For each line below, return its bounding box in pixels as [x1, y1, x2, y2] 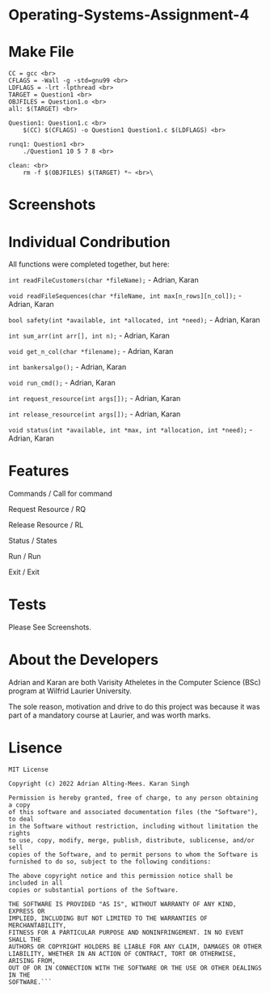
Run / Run [8, 552, 42, 561]
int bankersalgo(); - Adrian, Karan [8, 362, 127, 372]
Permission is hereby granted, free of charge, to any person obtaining [8, 794, 259, 802]
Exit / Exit [8, 567, 40, 577]
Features [8, 462, 70, 480]
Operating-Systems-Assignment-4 [8, 6, 250, 24]
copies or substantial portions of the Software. [8, 886, 179, 894]
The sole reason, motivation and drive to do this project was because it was [8, 702, 260, 712]
